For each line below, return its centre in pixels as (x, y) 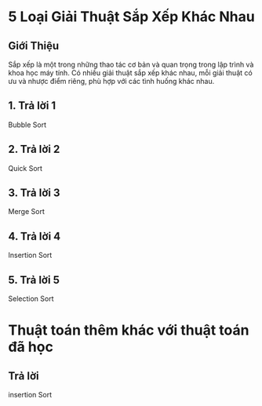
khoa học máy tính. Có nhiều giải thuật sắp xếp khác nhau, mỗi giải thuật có (130, 73)
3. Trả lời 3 (34, 193)
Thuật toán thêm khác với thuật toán (129, 330)
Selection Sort (31, 299)
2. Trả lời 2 (34, 149)
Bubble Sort (27, 125)
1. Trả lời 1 (32, 106)
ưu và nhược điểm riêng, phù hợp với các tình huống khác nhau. (111, 81)
